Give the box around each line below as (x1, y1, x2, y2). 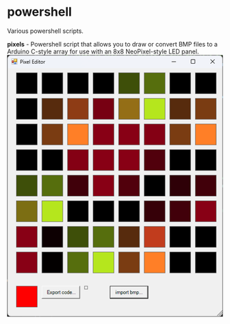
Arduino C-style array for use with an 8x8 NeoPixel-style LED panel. (7, 47, 199, 55)
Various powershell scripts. (7, 27, 84, 35)
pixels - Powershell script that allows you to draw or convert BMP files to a (7, 40, 218, 48)
